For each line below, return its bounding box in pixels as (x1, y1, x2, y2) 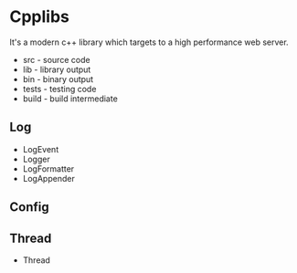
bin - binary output (22, 73, 94, 84)
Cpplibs (9, 6, 70, 27)
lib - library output (22, 64, 91, 75)
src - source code (22, 54, 90, 65)
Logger (22, 153, 50, 164)
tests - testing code (22, 83, 97, 94)
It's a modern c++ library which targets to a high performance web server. (9, 37, 290, 47)
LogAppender (22, 173, 75, 184)
